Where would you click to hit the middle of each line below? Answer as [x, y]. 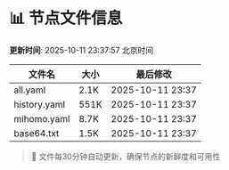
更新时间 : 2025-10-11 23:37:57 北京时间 [82, 50]
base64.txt [37, 133]
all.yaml [30, 90]
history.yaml [39, 104]
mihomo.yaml [42, 118]
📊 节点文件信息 [66, 18]
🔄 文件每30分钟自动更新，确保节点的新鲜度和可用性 [126, 156]
